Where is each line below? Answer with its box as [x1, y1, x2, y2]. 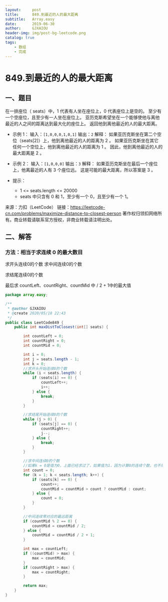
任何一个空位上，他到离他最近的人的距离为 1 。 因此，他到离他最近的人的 [12, 144, 163, 150]
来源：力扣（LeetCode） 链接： [5, 204, 71, 210]
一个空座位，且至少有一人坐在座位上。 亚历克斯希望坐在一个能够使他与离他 [5, 114, 160, 120]
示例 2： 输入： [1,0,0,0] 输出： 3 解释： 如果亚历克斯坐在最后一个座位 [12, 161, 158, 167]
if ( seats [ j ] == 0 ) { [31, 421, 77, 427]
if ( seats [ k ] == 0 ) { [31, 477, 77, 482]
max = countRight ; [31, 569, 70, 574]
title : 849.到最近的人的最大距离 [5, 12, 78, 17]
